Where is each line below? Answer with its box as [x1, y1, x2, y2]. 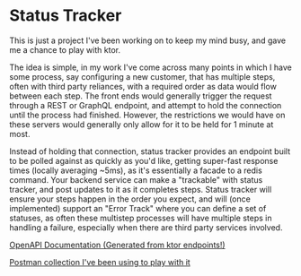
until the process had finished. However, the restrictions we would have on [9, 109, 286, 120]
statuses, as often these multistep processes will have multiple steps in [9, 212, 272, 223]
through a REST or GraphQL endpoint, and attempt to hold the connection [9, 99, 282, 110]
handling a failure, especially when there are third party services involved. [9, 221, 283, 233]
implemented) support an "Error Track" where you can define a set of [9, 203, 267, 213]
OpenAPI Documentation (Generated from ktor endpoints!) [9, 239, 226, 250]
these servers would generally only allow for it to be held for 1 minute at [9, 118, 274, 130]
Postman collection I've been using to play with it [9, 256, 190, 267]
